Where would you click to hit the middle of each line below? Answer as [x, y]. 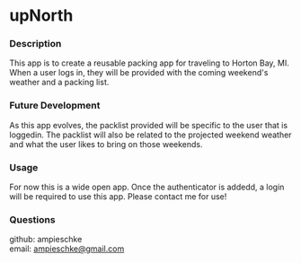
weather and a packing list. [59, 83]
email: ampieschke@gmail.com [67, 249]
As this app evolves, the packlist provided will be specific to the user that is [149, 125]
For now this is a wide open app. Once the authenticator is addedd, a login [147, 187]
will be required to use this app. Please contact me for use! [118, 197]
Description [35, 44]
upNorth [41, 16]
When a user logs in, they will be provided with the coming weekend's [139, 73]
